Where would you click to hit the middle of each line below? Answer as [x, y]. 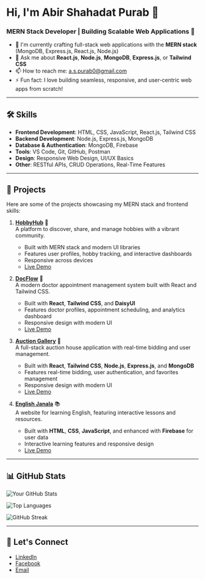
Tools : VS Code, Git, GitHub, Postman [63, 152]
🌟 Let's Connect [37, 542]
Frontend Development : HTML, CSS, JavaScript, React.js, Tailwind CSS [106, 132]
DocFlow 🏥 [29, 279]
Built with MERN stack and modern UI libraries [82, 247]
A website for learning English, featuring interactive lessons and [95, 413]
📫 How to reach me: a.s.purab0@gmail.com [71, 71]
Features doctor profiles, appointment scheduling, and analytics [105, 310]
